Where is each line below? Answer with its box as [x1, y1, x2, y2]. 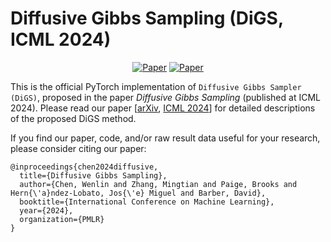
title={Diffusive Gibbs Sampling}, [19, 170, 168, 181]
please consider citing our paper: [10, 142, 147, 154]
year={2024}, [19, 205, 74, 216]
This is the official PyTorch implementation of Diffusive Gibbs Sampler [10, 80, 302, 92]
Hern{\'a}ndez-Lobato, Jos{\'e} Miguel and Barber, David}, [10, 188, 267, 198]
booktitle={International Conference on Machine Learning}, [19, 197, 275, 207]
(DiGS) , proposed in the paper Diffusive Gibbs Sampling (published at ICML [10, 91, 321, 103]
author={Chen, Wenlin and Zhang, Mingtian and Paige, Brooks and [19, 179, 298, 189]
